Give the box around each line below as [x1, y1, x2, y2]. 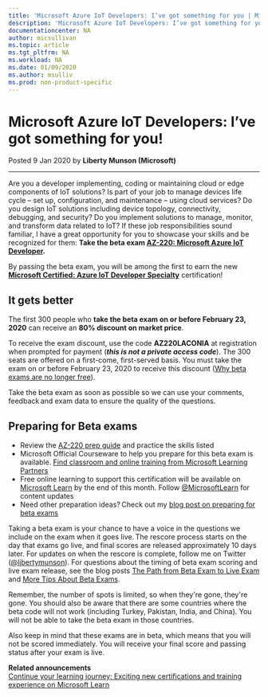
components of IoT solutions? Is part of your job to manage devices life [8, 187, 242, 197]
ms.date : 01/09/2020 [8, 64, 77, 72]
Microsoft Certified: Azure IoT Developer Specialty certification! [8, 270, 223, 280]
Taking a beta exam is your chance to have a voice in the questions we [8, 523, 241, 534]
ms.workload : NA [8, 57, 62, 65]
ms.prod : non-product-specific [8, 78, 112, 86]
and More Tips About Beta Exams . [8, 574, 120, 584]
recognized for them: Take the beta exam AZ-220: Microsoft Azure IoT [8, 238, 244, 248]
